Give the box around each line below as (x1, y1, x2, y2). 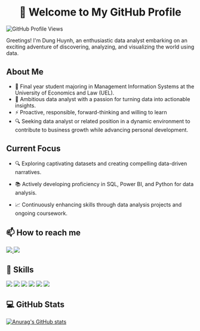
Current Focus (6, 144, 61, 154)
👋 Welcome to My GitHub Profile (19, 5, 181, 19)
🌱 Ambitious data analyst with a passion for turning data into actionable (14, 95, 190, 102)
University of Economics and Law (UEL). (14, 89, 115, 96)
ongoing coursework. (14, 209, 67, 217)
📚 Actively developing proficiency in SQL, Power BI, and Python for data (14, 180, 194, 187)
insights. (14, 102, 36, 109)
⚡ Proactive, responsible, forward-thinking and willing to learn (14, 108, 167, 116)
